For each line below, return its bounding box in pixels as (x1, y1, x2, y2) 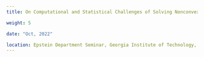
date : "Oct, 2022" (6, 31, 53, 37)
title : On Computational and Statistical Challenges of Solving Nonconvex (6, 8, 200, 15)
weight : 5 (6, 19, 32, 26)
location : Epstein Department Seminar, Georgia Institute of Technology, (6, 42, 197, 48)
